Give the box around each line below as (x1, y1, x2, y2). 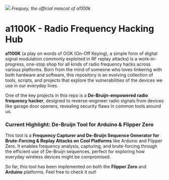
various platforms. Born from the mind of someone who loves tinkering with (5, 66, 162, 73)
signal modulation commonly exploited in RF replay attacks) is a (5, 55, 138, 62)
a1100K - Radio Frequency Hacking (5, 23, 154, 35)
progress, (5, 61, 25, 67)
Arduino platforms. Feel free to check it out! (5, 169, 97, 175)
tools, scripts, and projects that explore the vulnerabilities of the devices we (5, 77, 163, 83)
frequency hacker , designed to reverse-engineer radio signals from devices (5, 97, 164, 103)
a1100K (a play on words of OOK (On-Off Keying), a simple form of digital (5, 50, 158, 56)
